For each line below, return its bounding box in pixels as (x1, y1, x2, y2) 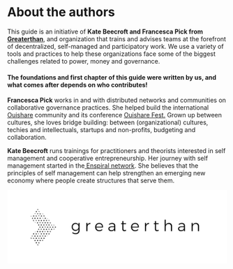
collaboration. (7, 133, 47, 142)
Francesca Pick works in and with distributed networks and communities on (7, 96, 227, 105)
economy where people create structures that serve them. (7, 176, 175, 185)
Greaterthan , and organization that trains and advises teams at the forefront (7, 34, 227, 43)
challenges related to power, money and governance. (7, 57, 160, 65)
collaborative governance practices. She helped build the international (7, 103, 209, 112)
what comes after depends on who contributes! (7, 80, 148, 89)
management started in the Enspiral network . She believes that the (7, 161, 199, 170)
